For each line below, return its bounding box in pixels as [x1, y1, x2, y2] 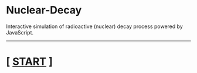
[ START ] [6, 55, 53, 68]
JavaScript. [6, 29, 34, 36]
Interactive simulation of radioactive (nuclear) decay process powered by [6, 23, 183, 30]
